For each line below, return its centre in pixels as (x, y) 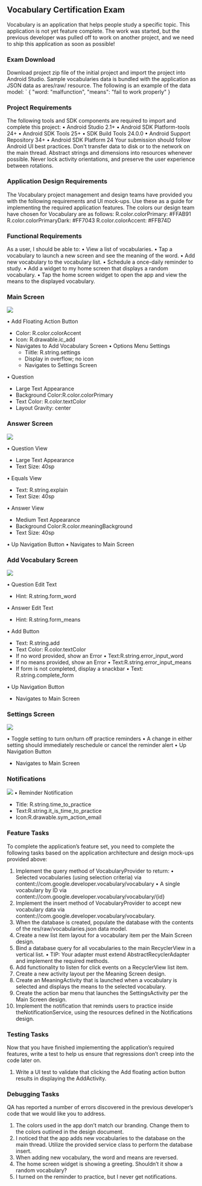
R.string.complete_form (45, 675)
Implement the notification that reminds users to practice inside (94, 1006)
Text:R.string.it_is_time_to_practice (58, 811)
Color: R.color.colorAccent (48, 333)
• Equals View (24, 478)
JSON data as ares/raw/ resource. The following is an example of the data (99, 86)
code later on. (24, 1060)
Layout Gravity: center (43, 408)
